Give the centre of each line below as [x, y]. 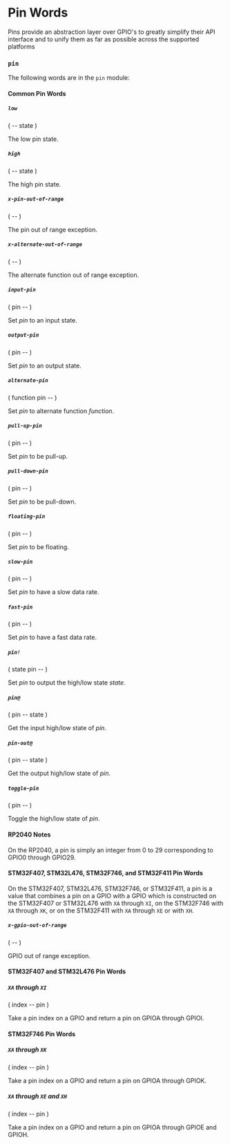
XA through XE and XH [38, 1096]
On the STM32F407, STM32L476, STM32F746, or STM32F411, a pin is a [110, 888]
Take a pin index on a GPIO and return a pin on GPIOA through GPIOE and [112, 1127]
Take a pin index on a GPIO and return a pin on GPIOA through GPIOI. [106, 1018]
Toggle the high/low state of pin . [54, 819]
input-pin [22, 290]
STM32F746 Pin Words [42, 1033]
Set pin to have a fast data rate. [52, 638]
